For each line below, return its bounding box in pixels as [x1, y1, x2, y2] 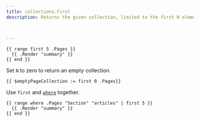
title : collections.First [6, 8, 70, 15]
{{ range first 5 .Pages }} [6, 46, 76, 52]
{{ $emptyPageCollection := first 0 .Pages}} [6, 78, 121, 84]
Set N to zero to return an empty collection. [6, 66, 111, 74]
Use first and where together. [6, 88, 80, 95]
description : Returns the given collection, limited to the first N [6, 14, 180, 20]
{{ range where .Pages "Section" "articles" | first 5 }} [6, 100, 153, 106]
